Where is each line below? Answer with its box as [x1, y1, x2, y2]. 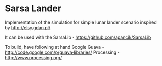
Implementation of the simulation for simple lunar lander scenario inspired [5, 19, 157, 25]
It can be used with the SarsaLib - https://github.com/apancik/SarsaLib [5, 34, 151, 40]
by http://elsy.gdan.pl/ [5, 24, 51, 30]
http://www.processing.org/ [5, 54, 62, 60]
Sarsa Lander [5, 3, 61, 14]
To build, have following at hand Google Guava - [5, 44, 104, 50]
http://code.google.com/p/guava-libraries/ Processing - [5, 49, 120, 55]
